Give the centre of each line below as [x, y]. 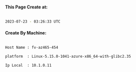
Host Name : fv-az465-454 [32, 48]
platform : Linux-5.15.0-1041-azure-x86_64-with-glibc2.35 [68, 57]
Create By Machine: [26, 33]
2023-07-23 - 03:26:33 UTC [33, 22]
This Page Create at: [26, 7]
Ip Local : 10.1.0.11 [28, 66]
